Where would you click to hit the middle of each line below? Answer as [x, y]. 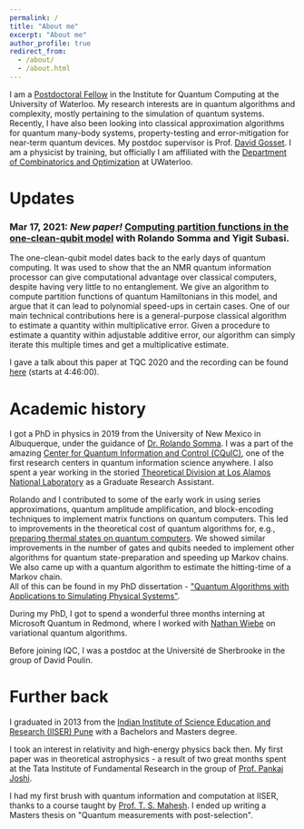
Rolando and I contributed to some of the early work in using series [135, 499]
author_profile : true [50, 43]
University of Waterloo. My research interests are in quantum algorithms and [152, 104]
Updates [42, 198]
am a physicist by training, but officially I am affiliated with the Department [148, 152]
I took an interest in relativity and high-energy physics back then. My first [146, 749]
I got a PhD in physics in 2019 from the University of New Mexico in [135, 434]
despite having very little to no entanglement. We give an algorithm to [139, 287]
